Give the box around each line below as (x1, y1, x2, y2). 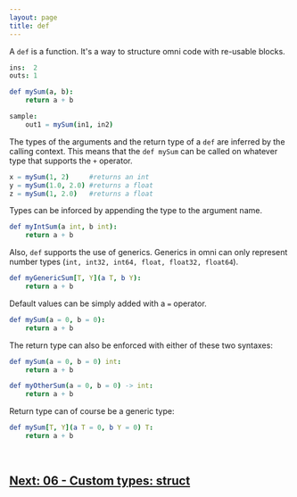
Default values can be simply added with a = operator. (9, 298, 207, 309)
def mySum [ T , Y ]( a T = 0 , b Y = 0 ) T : (9, 423, 154, 433)
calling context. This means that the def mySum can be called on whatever (9, 145, 278, 156)
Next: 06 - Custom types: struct (9, 474, 191, 489)
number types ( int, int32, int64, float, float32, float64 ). (9, 256, 239, 268)
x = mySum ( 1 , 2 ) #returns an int (9, 172, 150, 181)
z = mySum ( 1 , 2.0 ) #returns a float (9, 189, 153, 198)
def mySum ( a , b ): (9, 87, 74, 96)
